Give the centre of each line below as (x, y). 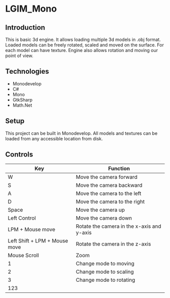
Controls (19, 155)
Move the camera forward (107, 177)
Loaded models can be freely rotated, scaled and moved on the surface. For (85, 45)
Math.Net (22, 105)
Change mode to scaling (105, 272)
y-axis (84, 233)
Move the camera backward (109, 185)
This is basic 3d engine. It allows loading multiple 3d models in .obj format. (83, 39)
